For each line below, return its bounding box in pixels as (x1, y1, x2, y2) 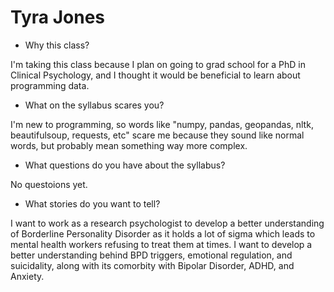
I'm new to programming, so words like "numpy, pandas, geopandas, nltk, (10, 118, 314, 130)
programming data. (10, 79, 90, 91)
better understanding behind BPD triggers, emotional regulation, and (10, 249, 293, 261)
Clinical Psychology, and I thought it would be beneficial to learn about (10, 69, 301, 81)
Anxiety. (10, 270, 45, 282)
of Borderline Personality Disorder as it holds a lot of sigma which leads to (10, 227, 316, 240)
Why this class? (24, 39, 90, 51)
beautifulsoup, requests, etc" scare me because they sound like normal (10, 129, 305, 141)
